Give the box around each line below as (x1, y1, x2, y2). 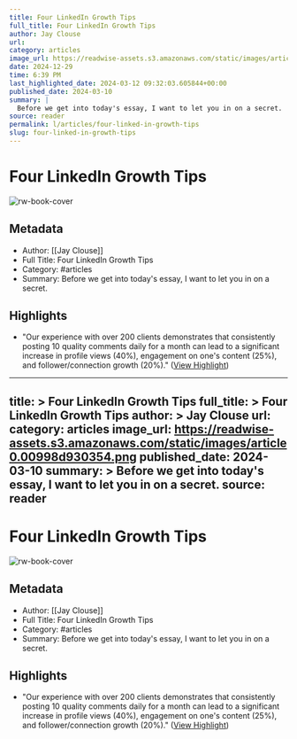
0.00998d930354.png (9, 449, 137, 464)
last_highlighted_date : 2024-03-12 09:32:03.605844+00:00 (9, 79, 227, 88)
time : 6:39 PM (9, 71, 62, 80)
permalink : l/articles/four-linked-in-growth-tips (9, 121, 200, 129)
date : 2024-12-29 (9, 63, 73, 72)
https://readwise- (173, 422, 275, 437)
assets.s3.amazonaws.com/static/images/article (9, 435, 287, 450)
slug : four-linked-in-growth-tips (9, 128, 137, 137)
